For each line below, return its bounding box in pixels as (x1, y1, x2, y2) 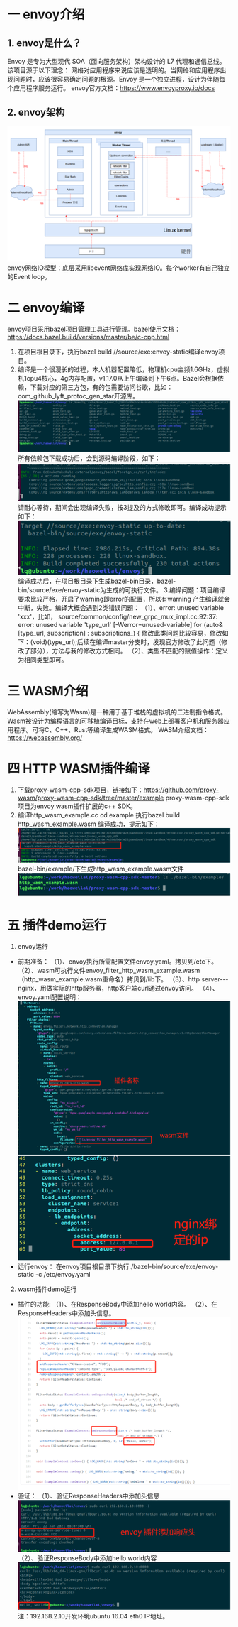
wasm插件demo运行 (17, 1285, 77, 1293)
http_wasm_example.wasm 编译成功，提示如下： (17, 820, 161, 828)
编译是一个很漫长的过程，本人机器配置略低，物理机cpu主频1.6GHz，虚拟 (17, 365, 230, 374)
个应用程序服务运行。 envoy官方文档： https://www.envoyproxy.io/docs (7, 84, 215, 92)
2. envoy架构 (7, 107, 65, 119)
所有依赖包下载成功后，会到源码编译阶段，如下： (17, 454, 161, 462)
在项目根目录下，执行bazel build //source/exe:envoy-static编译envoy (17, 347, 219, 356)
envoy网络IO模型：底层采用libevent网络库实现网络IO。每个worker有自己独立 (7, 263, 230, 272)
